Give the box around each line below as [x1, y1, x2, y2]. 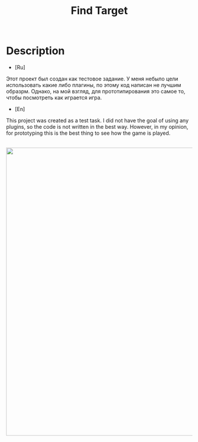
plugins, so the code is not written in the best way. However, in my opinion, [6, 123, 189, 130]
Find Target [70, 4, 128, 18]
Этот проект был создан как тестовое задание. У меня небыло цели [6, 75, 178, 82]
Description [6, 44, 65, 58]
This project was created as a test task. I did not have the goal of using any [6, 116, 189, 124]
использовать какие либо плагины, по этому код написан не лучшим [6, 81, 181, 89]
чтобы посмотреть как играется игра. [6, 94, 102, 101]
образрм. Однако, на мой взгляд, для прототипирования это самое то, [6, 87, 186, 95]
